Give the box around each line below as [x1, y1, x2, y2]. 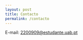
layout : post [5, 7, 32, 12]
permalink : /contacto [5, 16, 50, 21]
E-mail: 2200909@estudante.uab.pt [5, 30, 78, 36]
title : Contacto [5, 12, 38, 17]
